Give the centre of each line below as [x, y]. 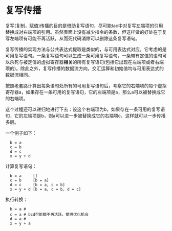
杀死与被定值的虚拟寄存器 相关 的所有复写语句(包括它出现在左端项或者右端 [87, 62]
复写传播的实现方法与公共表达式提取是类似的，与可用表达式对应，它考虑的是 [86, 49]
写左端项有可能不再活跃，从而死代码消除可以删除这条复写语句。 [72, 38]
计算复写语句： [21, 166]
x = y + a [20, 223]
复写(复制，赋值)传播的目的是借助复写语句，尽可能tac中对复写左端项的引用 [84, 26]
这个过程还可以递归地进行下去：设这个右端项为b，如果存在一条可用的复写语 [85, 109]
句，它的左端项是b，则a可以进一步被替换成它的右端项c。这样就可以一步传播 [85, 115]
